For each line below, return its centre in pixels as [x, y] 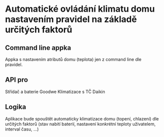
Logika [16, 107]
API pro [17, 80]
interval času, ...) [22, 129]
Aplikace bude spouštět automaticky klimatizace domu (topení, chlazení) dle [82, 118]
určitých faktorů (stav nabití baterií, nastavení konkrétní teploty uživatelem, [80, 124]
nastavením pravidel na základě [71, 19]
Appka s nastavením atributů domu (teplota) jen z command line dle [73, 59]
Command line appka [38, 48]
